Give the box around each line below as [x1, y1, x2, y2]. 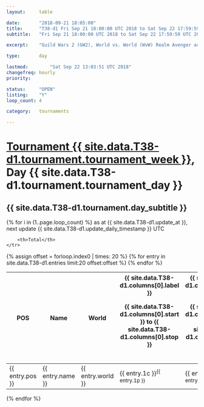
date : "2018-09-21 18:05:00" [6, 19, 97, 26]
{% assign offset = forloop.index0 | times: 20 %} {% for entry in [6, 253, 166, 260]
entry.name [42, 372, 75, 380]
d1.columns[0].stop [120, 333, 179, 341]
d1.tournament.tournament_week [6, 153, 179, 167]
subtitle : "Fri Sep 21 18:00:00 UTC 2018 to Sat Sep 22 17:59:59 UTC [6, 31, 191, 37]
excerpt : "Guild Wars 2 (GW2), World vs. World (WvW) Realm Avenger [6, 42, 191, 49]
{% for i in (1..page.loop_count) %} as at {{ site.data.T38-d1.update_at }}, [6, 219, 188, 226]
